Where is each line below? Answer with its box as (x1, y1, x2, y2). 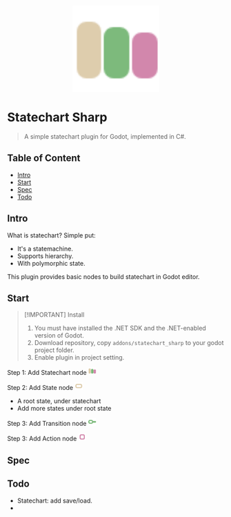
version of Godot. (34, 331, 84, 340)
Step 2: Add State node (7, 384, 74, 392)
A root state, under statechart (17, 397, 101, 405)
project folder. (34, 346, 74, 354)
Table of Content (7, 153, 81, 164)
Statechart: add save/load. (17, 496, 93, 505)
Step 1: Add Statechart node (7, 369, 88, 377)
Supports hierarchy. (17, 251, 74, 260)
